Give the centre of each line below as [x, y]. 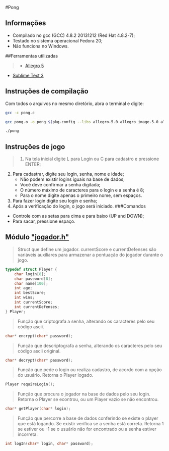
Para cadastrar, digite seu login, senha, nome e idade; [68, 174]
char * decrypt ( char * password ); [39, 360]
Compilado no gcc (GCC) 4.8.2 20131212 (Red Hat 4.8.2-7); [74, 35]
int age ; [23, 288]
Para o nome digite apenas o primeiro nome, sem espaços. [81, 195]
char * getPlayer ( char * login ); [38, 409]
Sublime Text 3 [28, 75]
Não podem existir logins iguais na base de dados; [72, 179]
